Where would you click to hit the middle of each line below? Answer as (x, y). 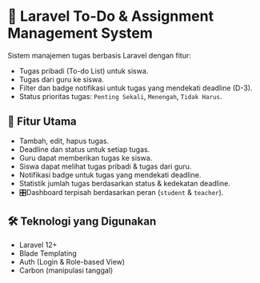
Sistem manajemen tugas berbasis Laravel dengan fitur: (99, 55)
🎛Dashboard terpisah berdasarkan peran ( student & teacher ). (121, 192)
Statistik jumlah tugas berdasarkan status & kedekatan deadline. (125, 183)
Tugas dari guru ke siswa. (62, 79)
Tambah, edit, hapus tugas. (64, 141)
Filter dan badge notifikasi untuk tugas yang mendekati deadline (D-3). (136, 88)
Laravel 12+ (38, 245)
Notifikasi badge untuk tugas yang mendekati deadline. (110, 174)
